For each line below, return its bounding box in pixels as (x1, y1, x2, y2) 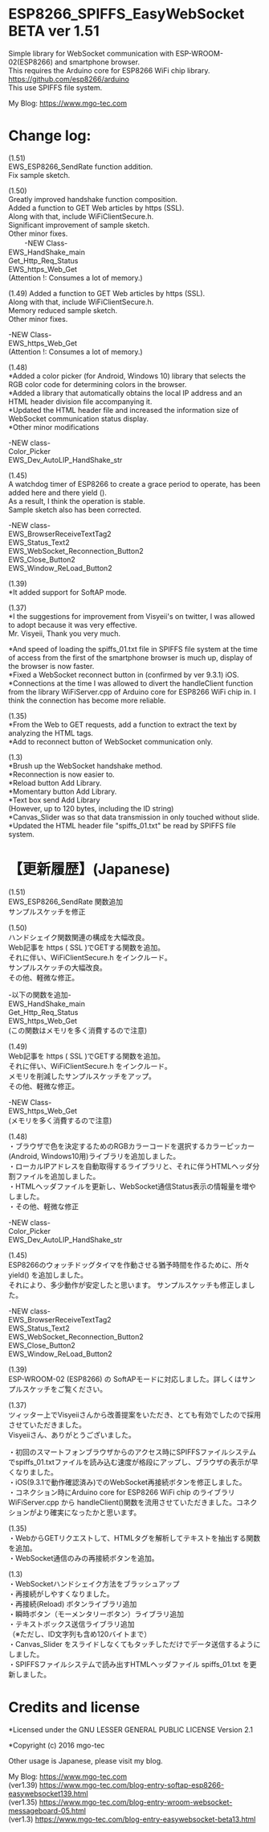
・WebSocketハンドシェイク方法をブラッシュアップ (8, 1578, 180, 1588)
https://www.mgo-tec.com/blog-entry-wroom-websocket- (39, 1797, 233, 1807)
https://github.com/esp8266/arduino (8, 74, 130, 84)
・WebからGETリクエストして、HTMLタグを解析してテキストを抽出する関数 (8, 1533, 261, 1542)
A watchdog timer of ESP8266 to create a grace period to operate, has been (8, 479, 261, 489)
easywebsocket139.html (8, 1789, 88, 1798)
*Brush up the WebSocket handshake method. (8, 761, 163, 770)
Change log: (8, 126, 92, 145)
